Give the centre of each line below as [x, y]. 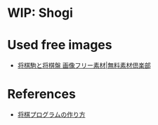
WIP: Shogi [40, 13]
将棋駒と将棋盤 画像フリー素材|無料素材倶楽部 [84, 65]
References [41, 94]
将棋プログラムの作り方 [51, 114]
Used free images [60, 45]
